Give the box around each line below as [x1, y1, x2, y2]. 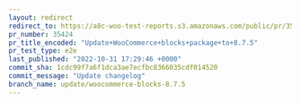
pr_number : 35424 [8, 30, 74, 39]
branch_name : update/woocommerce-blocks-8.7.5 [8, 80, 186, 89]
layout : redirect [8, 13, 74, 22]
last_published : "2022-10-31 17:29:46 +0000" [8, 55, 181, 64]
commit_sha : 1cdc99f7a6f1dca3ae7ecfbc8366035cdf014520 [8, 64, 218, 73]
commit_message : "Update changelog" [8, 72, 146, 81]
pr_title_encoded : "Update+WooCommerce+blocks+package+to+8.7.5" [8, 38, 258, 47]
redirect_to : [8, 21, 58, 30]
